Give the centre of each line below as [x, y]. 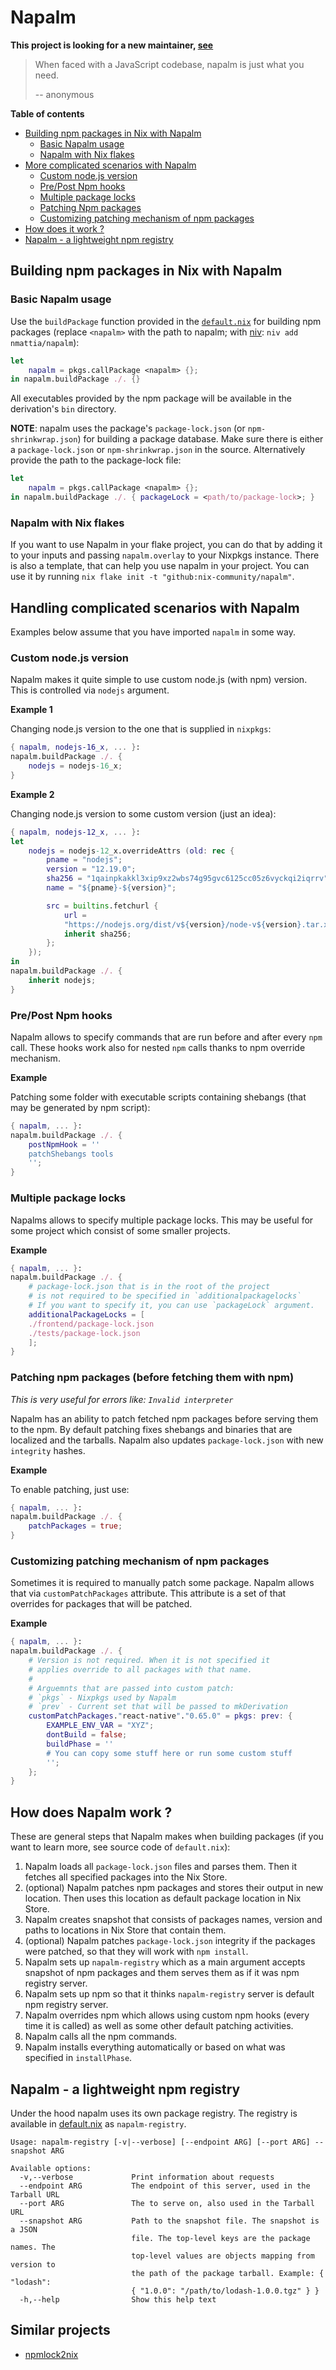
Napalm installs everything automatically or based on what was [155, 2047]
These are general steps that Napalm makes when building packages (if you [167, 1837]
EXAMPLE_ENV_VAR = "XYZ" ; [100, 1726]
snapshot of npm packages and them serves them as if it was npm [162, 1973]
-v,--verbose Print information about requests [147, 2177]
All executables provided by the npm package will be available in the [151, 398]
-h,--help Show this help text [118, 2299]
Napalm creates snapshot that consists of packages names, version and [173, 1920]
